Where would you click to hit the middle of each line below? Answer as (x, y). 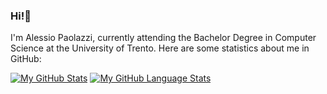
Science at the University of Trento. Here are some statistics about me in (160, 48)
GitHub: (26, 59)
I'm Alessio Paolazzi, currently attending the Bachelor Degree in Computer (163, 38)
